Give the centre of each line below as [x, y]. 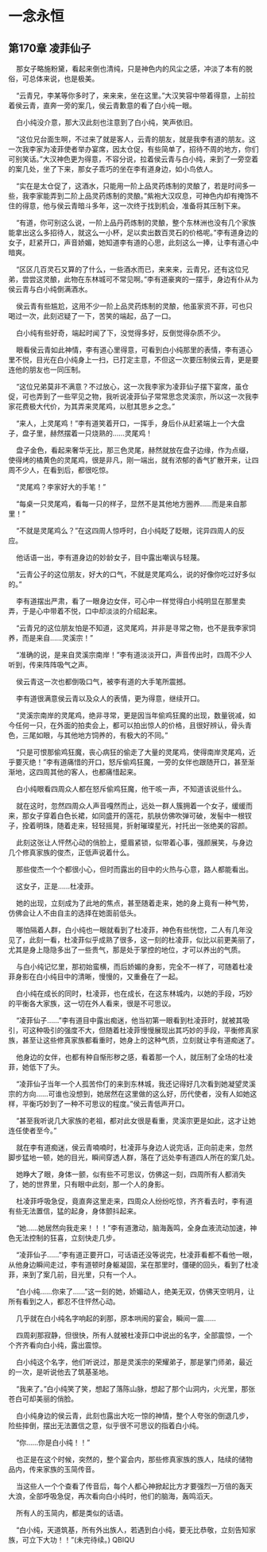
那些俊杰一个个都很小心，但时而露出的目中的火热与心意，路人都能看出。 [134, 869]
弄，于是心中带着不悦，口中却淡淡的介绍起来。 [85, 611]
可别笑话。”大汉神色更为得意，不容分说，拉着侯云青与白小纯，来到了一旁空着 [133, 159]
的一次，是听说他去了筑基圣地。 [60, 1372]
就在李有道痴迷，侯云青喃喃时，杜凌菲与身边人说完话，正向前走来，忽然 [134, 1148]
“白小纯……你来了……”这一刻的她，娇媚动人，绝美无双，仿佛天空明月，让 [135, 1291]
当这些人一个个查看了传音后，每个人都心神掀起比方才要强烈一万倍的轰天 [134, 1486]
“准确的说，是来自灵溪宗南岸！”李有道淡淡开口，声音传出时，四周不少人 [134, 655]
